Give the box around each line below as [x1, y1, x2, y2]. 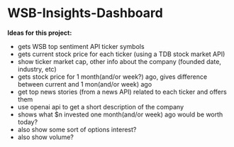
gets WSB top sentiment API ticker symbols [17, 42, 145, 50]
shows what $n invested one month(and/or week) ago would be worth [17, 110, 223, 119]
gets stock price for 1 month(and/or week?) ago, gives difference [17, 72, 208, 81]
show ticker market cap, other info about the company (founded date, [17, 57, 222, 65]
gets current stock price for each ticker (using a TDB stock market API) [17, 50, 225, 58]
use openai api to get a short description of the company [17, 102, 184, 111]
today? [17, 117, 38, 126]
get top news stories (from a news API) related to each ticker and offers [17, 87, 227, 96]
